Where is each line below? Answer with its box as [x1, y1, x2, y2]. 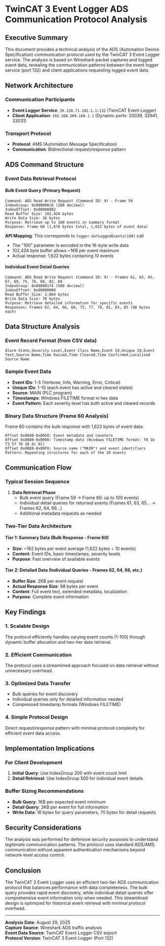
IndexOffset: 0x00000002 [5, 207, 56, 212]
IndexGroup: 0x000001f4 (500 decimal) [5, 283, 84, 288]
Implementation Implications [5, 744, 95, 753]
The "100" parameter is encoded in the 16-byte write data [12, 242, 129, 248]
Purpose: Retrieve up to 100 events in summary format [5, 220, 120, 225]
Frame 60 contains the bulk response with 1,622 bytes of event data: [5, 423, 144, 429]
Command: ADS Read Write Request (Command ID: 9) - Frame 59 [5, 198, 133, 203]
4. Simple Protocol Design [5, 714, 68, 721]
